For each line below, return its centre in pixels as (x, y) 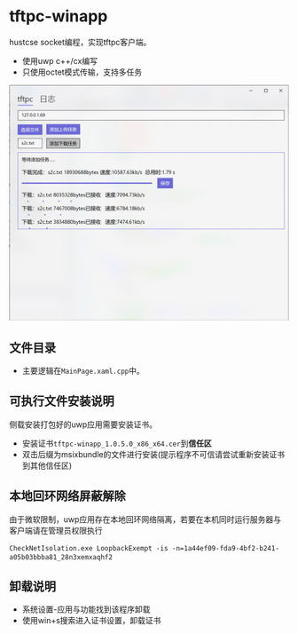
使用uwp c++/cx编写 (59, 60)
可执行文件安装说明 (62, 401)
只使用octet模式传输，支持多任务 (82, 72)
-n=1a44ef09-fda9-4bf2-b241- (225, 548)
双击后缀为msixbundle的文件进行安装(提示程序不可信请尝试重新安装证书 (153, 454)
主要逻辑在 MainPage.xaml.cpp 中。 (83, 371)
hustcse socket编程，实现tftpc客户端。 (80, 42)
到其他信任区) (47, 465)
